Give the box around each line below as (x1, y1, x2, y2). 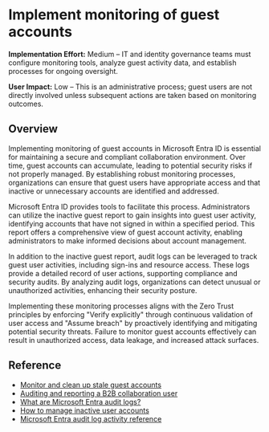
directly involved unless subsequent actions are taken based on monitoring (8, 90, 257, 100)
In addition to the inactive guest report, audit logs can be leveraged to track (8, 251, 258, 261)
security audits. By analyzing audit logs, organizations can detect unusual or (8, 277, 261, 287)
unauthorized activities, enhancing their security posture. (8, 285, 198, 295)
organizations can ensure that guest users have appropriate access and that (8, 177, 261, 187)
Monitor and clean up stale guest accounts (19, 380, 162, 389)
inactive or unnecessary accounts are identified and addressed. (8, 186, 219, 196)
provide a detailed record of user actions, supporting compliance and (8, 268, 238, 278)
